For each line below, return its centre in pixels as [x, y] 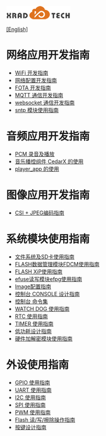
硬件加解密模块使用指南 [43, 338]
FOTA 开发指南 [33, 88]
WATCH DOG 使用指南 [42, 309]
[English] [17, 29]
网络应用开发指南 [48, 55]
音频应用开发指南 [48, 136]
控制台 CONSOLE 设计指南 [47, 294]
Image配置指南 [33, 286]
